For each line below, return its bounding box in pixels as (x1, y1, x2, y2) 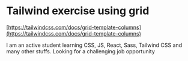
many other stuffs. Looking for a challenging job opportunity (6, 47, 155, 54)
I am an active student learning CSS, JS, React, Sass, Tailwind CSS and (6, 41, 182, 49)
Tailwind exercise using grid (6, 4, 150, 18)
